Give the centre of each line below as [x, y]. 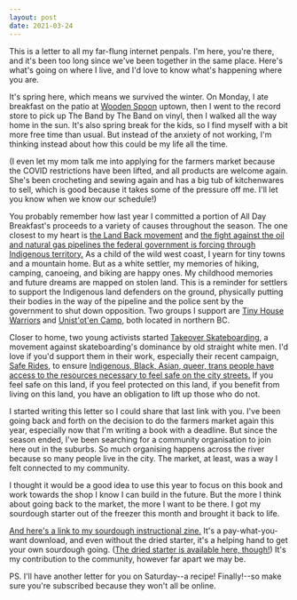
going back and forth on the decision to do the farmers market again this [142, 420]
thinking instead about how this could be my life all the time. [119, 144]
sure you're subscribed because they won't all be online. [113, 585]
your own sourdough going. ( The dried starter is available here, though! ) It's [148, 549]
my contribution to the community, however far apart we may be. [128, 559]
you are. [24, 79]
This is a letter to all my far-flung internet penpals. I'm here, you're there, [142, 51]
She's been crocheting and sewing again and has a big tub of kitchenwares [147, 180]
